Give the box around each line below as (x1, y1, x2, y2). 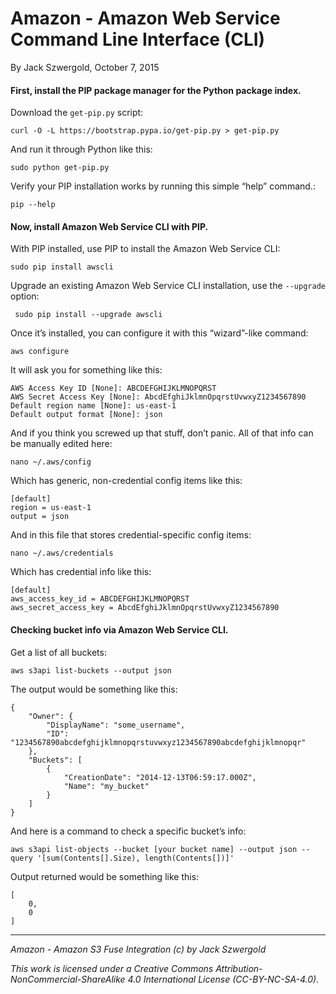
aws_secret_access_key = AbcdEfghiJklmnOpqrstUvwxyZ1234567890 (10, 603, 280, 613)
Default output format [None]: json (10, 410, 163, 420)
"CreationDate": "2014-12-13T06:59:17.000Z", (63, 772, 257, 782)
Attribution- (215, 962, 263, 974)
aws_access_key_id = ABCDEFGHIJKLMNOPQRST (10, 594, 190, 604)
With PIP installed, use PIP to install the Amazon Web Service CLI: (10, 243, 281, 255)
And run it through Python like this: (10, 143, 153, 156)
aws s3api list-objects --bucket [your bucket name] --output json (10, 844, 298, 854)
